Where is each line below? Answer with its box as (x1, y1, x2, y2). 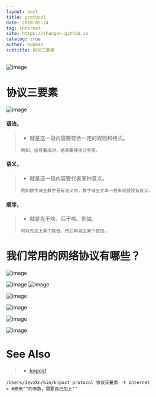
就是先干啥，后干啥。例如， (29, 215, 97, 222)
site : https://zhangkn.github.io (6, 31, 89, 37)
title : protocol (6, 14, 46, 20)
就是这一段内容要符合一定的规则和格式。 (29, 134, 128, 141)
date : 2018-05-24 (6, 20, 49, 25)
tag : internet (6, 25, 41, 31)
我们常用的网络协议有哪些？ (6, 250, 141, 263)
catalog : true (6, 36, 41, 42)
